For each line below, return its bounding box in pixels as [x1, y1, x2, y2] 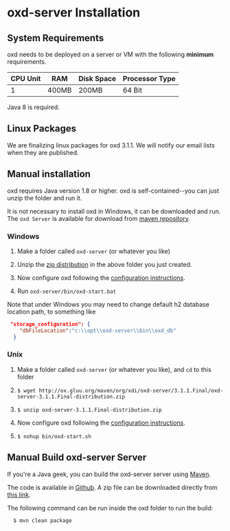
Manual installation [7, 168, 91, 180]
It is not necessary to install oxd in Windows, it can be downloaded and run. [7, 207, 221, 215]
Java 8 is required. [7, 103, 60, 111]
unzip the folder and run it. [7, 193, 82, 202]
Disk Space [78, 74, 117, 83]
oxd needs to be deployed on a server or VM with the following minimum [7, 50, 214, 58]
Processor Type [122, 74, 176, 83]
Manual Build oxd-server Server [7, 451, 147, 464]
